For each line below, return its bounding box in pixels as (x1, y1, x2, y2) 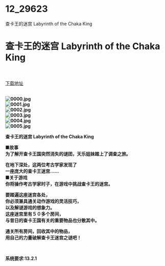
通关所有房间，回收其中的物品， (5, 228, 73, 234)
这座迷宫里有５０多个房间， (5, 211, 64, 217)
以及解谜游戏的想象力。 (5, 204, 55, 210)
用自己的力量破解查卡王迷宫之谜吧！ (5, 234, 82, 240)
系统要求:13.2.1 (5, 255, 37, 261)
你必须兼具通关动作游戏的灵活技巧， (5, 198, 82, 204)
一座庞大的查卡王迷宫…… (5, 168, 60, 174)
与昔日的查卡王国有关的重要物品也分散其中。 (5, 217, 100, 223)
